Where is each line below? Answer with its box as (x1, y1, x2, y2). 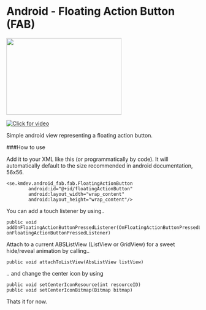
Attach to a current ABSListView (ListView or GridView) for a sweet (6, 241, 175, 248)
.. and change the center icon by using (6, 269, 104, 277)
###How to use (6, 143, 46, 151)
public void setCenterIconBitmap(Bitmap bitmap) (6, 287, 133, 293)
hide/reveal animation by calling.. (6, 247, 90, 254)
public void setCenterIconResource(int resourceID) (6, 281, 141, 288)
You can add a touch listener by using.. (6, 207, 105, 214)
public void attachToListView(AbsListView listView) (6, 259, 144, 265)
